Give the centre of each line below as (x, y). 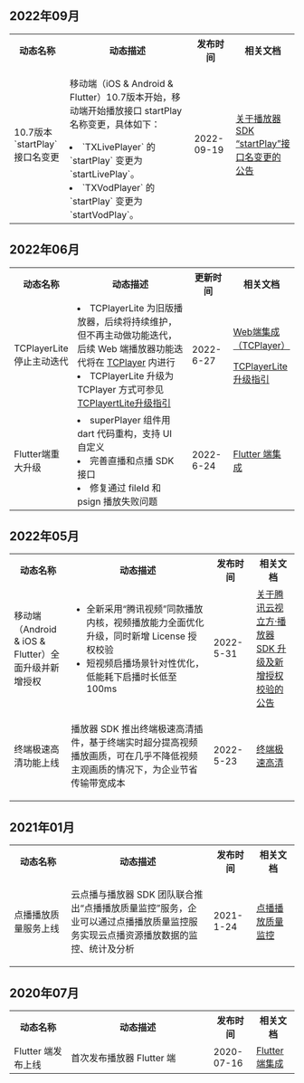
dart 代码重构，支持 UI (125, 433)
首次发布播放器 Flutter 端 (123, 1059)
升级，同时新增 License (135, 636)
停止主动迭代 (42, 361)
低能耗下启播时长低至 (131, 677)
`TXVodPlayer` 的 (119, 187)
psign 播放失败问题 (118, 501)
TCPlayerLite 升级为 (132, 375)
